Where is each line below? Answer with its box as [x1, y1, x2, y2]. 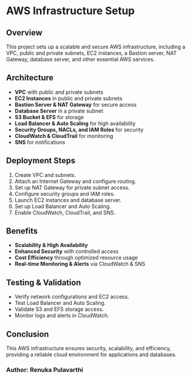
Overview [6, 28, 43, 38]
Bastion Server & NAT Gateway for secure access [14, 101, 137, 108]
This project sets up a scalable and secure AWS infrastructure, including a [6, 43, 186, 50]
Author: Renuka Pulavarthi [6, 366, 83, 374]
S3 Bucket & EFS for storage [14, 113, 84, 120]
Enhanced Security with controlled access [14, 248, 119, 255]
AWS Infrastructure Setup [6, 4, 135, 18]
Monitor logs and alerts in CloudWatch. [14, 312, 109, 319]
